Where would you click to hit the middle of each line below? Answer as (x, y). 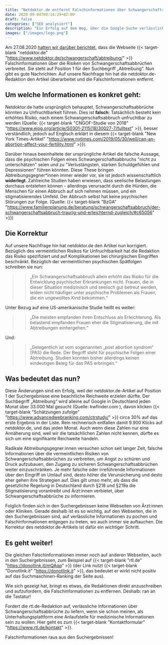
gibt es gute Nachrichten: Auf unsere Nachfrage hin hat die (66, 74)
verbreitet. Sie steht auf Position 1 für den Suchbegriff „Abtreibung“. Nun (80, 69)
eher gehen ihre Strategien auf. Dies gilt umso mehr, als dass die (72, 480)
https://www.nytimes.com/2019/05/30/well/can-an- (102, 139)
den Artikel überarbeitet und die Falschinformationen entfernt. (90, 79)
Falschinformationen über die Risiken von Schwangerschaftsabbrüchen (79, 63)
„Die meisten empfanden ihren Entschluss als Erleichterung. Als (95, 317)
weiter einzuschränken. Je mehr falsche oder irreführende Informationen (80, 470)
